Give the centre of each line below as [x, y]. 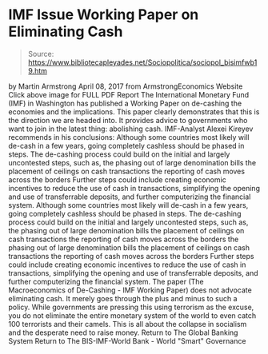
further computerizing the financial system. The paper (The [106, 281]
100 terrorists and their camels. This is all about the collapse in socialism [128, 324]
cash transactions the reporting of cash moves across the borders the [124, 239]
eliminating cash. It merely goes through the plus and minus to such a [123, 298]
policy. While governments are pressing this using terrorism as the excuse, [131, 307]
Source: [41, 54]
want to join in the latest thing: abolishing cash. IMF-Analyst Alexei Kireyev [131, 129]
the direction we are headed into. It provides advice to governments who [128, 120]
